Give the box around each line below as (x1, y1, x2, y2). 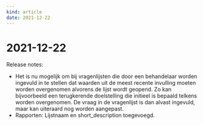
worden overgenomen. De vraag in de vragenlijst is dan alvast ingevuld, (15, 99, 195, 106)
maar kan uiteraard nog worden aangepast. (15, 105, 124, 113)
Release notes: (6, 61, 44, 68)
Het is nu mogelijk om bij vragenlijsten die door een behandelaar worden (15, 73, 198, 80)
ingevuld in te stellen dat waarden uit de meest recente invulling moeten (15, 79, 196, 87)
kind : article (6, 9, 43, 15)
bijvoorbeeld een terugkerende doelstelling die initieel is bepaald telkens (15, 92, 197, 99)
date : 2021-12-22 (6, 15, 51, 21)
